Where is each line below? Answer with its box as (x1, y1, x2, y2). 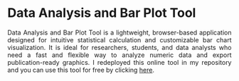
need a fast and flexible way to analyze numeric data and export (7, 51, 232, 59)
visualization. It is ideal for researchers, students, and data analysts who (7, 43, 232, 51)
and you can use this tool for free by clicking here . (7, 66, 155, 74)
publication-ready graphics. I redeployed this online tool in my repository (7, 58, 232, 66)
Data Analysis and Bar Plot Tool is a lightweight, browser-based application (7, 28, 232, 37)
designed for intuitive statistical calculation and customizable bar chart (7, 35, 232, 44)
